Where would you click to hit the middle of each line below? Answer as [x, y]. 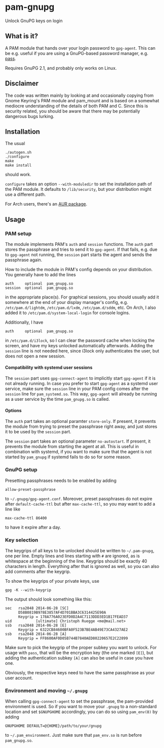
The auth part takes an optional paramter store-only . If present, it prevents [81, 421]
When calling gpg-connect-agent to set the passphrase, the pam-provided [79, 701]
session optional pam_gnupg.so [39, 288]
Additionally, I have [24, 322]
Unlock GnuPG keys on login [34, 21]
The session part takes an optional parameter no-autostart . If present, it [78, 441]
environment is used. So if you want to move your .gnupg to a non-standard [81, 707]
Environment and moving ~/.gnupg [47, 690]
